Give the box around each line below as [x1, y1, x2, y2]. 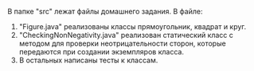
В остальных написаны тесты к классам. [18, 55, 158, 65]
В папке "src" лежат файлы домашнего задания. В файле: [7, 7, 203, 16]
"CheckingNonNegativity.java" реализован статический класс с [18, 31, 234, 39]
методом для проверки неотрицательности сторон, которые [18, 39, 226, 48]
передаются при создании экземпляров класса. [18, 47, 185, 56]
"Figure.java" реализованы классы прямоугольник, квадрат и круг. [18, 22, 247, 31]
